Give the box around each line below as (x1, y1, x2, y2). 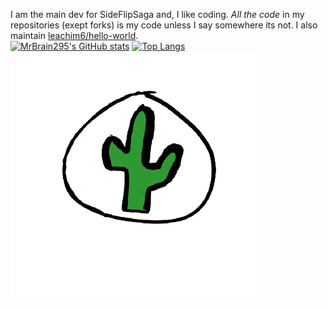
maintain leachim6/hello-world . (10, 30, 139, 41)
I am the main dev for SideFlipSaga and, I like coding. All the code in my (10, 9, 305, 20)
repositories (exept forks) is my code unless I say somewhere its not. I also (10, 19, 318, 31)
